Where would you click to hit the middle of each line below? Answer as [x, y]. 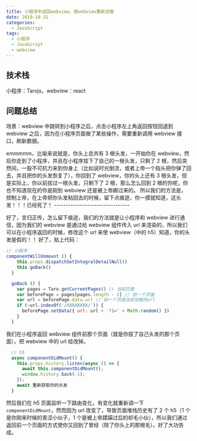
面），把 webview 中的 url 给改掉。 [48, 341]
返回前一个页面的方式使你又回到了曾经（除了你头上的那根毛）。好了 [87, 424]
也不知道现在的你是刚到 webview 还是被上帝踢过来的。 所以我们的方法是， [96, 190]
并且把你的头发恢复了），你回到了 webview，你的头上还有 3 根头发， [99, 176]
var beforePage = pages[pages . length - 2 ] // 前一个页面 [86, 294]
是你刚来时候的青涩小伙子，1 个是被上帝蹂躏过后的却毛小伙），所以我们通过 [97, 417]
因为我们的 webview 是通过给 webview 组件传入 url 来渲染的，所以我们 [102, 225]
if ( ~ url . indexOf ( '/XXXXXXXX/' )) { [60, 305]
